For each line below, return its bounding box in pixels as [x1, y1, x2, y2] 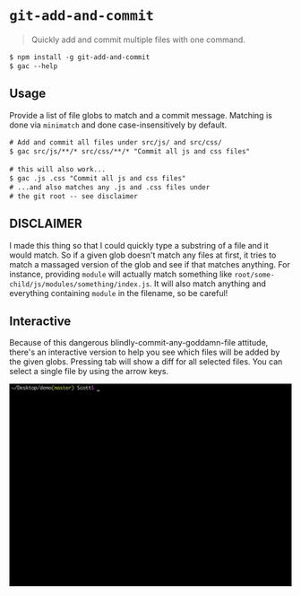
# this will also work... [9, 164, 106, 174]
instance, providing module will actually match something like [9, 268, 233, 279]
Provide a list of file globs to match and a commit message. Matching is [9, 110, 273, 120]
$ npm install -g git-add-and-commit [9, 52, 150, 62]
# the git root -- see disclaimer [9, 191, 139, 201]
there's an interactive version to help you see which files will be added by [9, 346, 280, 358]
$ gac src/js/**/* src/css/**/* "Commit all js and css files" [9, 146, 251, 156]
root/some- [234, 270, 275, 279]
